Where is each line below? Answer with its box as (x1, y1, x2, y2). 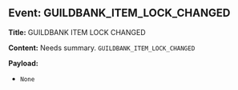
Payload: (8, 58, 38, 68)
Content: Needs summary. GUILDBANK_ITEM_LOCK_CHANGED (8, 43, 196, 53)
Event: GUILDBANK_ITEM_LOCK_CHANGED (8, 6, 231, 20)
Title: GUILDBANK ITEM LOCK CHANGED (8, 27, 146, 37)
